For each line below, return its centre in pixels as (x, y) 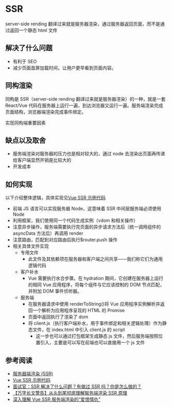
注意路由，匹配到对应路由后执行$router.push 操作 (65, 240)
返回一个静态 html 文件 (34, 30)
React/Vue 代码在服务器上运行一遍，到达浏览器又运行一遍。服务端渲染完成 (84, 105)
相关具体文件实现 (31, 246)
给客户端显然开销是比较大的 (42, 160)
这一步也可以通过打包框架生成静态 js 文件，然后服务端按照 (97, 336)
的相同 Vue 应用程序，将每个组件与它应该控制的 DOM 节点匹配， (96, 285)
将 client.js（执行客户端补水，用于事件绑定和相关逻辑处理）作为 (95, 323)
